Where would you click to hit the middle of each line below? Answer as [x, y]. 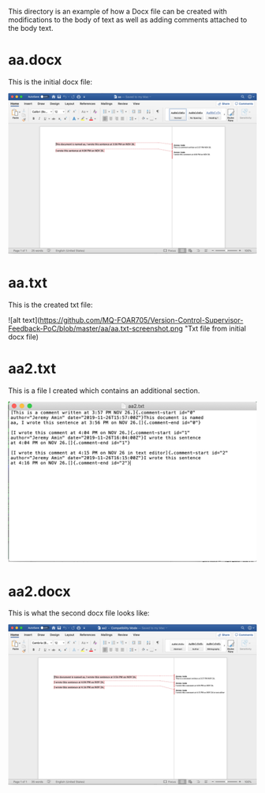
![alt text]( [24, 320]
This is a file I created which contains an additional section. [104, 391]
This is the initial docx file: [50, 81]
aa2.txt [32, 368]
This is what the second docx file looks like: [79, 613]
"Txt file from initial [215, 328]
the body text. [31, 28]
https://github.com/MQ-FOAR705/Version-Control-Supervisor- [142, 320]
